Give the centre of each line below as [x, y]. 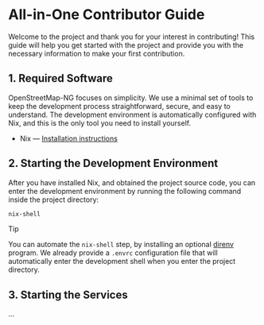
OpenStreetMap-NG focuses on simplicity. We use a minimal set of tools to [131, 98]
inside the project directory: [54, 199]
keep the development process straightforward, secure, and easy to [119, 106]
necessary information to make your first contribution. [97, 53]
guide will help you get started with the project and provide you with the [126, 44]
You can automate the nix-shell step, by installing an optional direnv [121, 245]
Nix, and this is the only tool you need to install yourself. [100, 123]
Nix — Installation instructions [68, 138]
